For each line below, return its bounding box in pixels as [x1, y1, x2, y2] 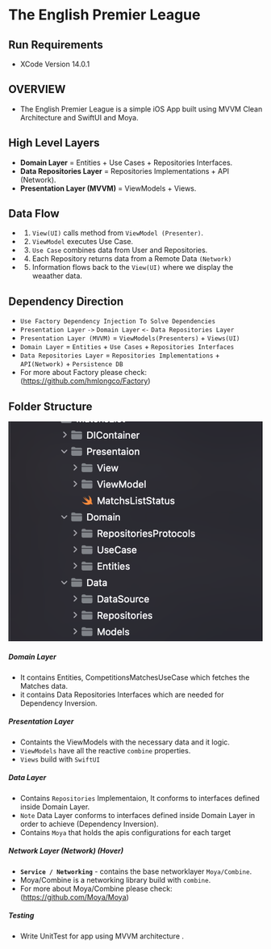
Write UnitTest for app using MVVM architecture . [19, 931, 184, 941]
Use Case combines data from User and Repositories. [31, 245, 208, 255]
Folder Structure [8, 399, 93, 413]
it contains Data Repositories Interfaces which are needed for [19, 690, 224, 699]
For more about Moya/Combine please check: [19, 884, 173, 893]
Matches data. [19, 681, 69, 690]
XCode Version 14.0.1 [19, 59, 90, 69]
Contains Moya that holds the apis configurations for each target [19, 827, 231, 837]
